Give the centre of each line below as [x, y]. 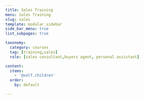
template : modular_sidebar [34, 24]
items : [17, 71]
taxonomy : [16, 43]
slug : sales [18, 19]
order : [17, 80]
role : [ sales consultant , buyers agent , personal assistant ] [75, 57]
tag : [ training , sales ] [34, 52]
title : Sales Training [29, 10]
